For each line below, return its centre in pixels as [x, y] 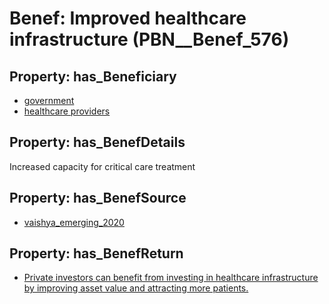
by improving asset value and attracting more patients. [136, 288]
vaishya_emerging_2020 [74, 222]
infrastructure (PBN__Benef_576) [149, 39]
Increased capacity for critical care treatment [102, 166]
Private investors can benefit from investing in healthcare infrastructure [171, 278]
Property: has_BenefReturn [96, 253]
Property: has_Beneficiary [93, 76]
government [49, 100]
